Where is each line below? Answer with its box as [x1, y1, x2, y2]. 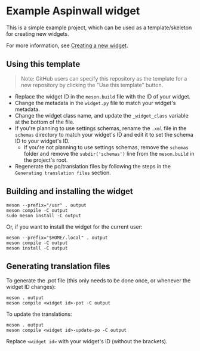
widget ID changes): [6, 284, 56, 291]
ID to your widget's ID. [14, 137, 70, 144]
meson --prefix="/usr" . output [6, 202, 87, 208]
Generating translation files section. [14, 169, 112, 176]
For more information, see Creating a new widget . [6, 42, 128, 49]
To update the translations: [6, 310, 72, 318]
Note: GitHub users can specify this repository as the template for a [20, 75, 187, 82]
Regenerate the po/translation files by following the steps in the [14, 162, 171, 170]
